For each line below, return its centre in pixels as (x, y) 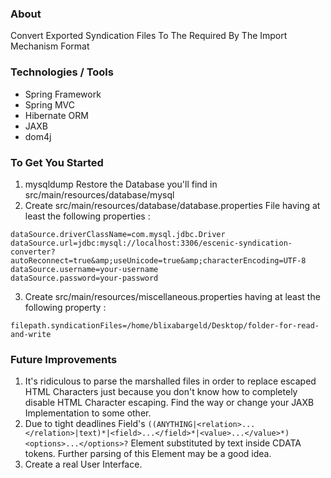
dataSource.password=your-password (84, 278)
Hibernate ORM (56, 115)
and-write (31, 334)
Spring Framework (63, 94)
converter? (33, 252)
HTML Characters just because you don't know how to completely (161, 392)
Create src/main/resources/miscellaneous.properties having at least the (172, 296)
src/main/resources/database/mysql (99, 194)
